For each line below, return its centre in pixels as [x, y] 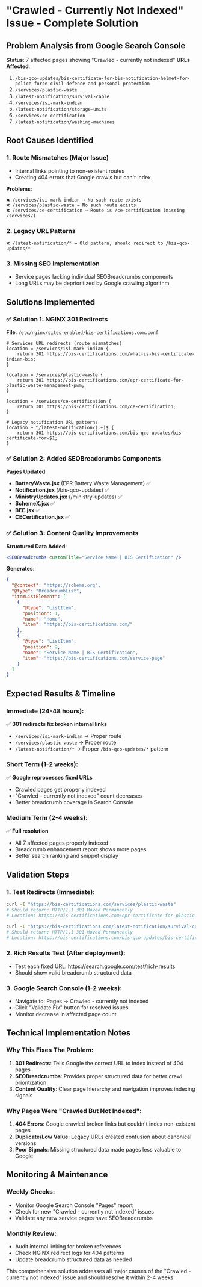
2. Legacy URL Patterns [41, 231]
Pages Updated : [26, 472]
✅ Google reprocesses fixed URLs [49, 778]
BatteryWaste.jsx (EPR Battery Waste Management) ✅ [83, 483]
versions [26, 1143]
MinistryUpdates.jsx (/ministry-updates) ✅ [69, 497]
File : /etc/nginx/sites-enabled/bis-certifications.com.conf [82, 332]
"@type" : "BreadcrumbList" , [47, 591]
